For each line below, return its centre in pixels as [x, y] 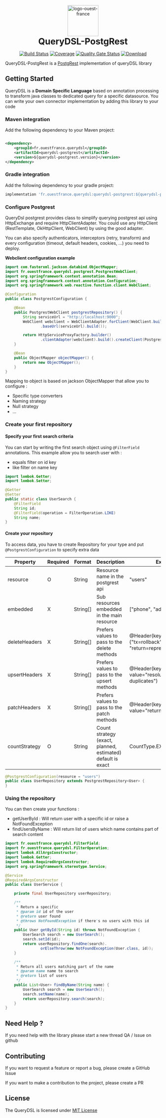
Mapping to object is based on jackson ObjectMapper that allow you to [77, 381]
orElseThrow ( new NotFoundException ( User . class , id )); [97, 948]
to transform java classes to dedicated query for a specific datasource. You [82, 96]
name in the [110, 576]
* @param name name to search [47, 971]
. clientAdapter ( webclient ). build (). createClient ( [92, 340]
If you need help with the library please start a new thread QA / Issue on [78, 1035]
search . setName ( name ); [46, 994]
